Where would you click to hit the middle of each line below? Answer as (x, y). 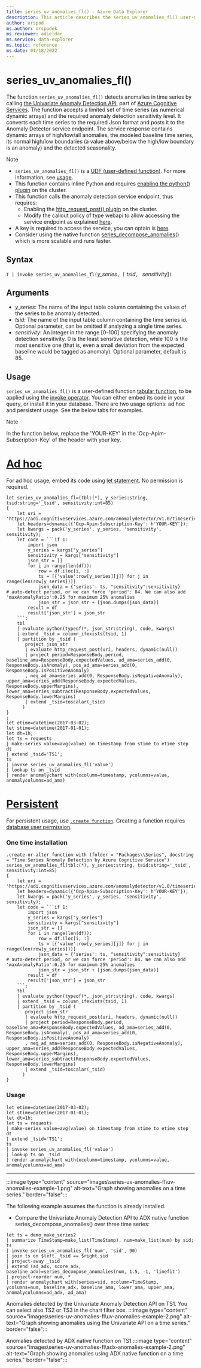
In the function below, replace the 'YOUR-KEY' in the (71, 434)
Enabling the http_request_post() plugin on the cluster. (91, 209)
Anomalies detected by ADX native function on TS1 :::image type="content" (99, 1340)
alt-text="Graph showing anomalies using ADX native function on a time (95, 1353)
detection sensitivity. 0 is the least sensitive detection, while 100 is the (101, 339)
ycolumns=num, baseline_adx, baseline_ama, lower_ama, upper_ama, (91, 1287)
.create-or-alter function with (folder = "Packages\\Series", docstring (100, 855)
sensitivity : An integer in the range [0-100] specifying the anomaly (96, 333)
